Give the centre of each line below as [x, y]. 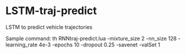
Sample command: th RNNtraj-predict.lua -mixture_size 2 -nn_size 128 [91, 38]
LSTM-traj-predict [51, 11]
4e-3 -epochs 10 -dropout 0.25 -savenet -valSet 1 [99, 45]
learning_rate [22, 45]
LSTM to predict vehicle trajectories [49, 27]
